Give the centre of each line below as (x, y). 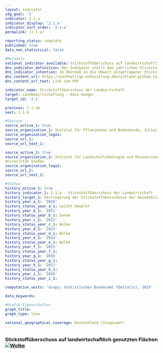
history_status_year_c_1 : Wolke (38, 224)
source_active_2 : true (28, 152)
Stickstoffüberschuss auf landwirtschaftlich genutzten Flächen (81, 339)
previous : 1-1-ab (23, 108)
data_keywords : (20, 296)
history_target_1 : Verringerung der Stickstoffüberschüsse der (70, 197)
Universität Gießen (25, 161)
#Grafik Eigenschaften (28, 305)
